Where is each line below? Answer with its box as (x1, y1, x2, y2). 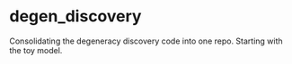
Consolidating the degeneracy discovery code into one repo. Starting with (9, 36, 283, 46)
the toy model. (9, 44, 63, 55)
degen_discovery (9, 6, 142, 27)
